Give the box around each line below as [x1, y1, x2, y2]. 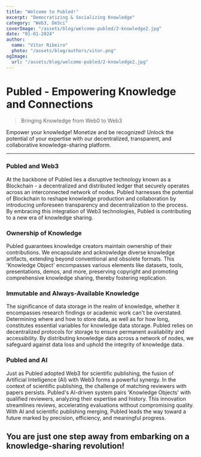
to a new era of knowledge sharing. [6, 214, 94, 221]
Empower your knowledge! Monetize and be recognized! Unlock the [6, 129, 174, 136]
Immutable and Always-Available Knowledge [6, 289, 139, 297]
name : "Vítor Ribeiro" [11, 43, 68, 49]
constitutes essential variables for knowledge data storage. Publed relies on [6, 322, 193, 329]
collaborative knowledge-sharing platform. [6, 141, 111, 149]
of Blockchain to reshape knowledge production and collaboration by [6, 195, 176, 202]
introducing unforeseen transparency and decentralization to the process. [6, 201, 188, 208]
